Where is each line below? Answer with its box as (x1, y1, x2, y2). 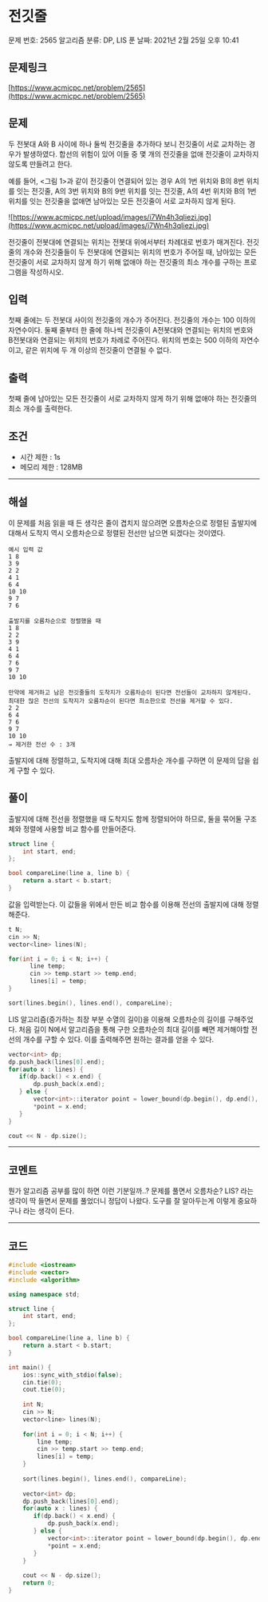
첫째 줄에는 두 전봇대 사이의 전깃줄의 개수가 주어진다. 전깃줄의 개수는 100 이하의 (8, 315, 256, 325)
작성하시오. (29, 267, 65, 277)
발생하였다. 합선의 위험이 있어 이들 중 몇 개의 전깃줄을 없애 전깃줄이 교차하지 (22, 149, 259, 158)
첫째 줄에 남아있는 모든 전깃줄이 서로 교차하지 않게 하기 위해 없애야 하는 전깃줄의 (8, 394, 258, 404)
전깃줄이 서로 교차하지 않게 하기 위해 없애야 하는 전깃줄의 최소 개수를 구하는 (8, 257, 242, 266)
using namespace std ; (8, 1290, 81, 1298)
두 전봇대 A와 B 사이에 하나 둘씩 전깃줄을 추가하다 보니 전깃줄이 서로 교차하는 (8, 139, 247, 149)
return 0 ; (22, 1579, 56, 1588)
